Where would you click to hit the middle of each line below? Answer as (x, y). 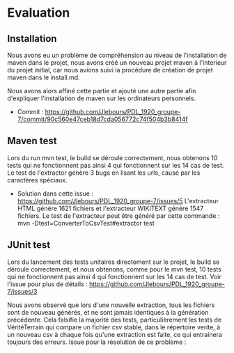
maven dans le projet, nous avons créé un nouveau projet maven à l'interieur (117, 63)
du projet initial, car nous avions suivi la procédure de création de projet (110, 70)
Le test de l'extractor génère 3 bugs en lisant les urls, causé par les (104, 173)
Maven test (32, 141)
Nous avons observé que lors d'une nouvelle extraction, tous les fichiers (111, 305)
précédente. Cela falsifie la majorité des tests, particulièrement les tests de (115, 320)
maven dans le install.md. (44, 77)
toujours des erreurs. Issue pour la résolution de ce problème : (97, 342)
